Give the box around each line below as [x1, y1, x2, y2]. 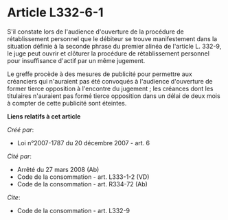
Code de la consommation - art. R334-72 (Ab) [16, 180, 148, 188]
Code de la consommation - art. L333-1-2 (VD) [16, 173, 150, 181]
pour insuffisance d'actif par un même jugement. [7, 56, 146, 64]
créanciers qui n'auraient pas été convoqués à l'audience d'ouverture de [7, 77, 213, 85]
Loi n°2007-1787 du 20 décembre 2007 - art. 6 [16, 138, 150, 147]
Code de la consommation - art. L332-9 [16, 206, 130, 215]
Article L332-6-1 [7, 5, 104, 21]
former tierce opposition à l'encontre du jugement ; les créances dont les [7, 84, 214, 93]
